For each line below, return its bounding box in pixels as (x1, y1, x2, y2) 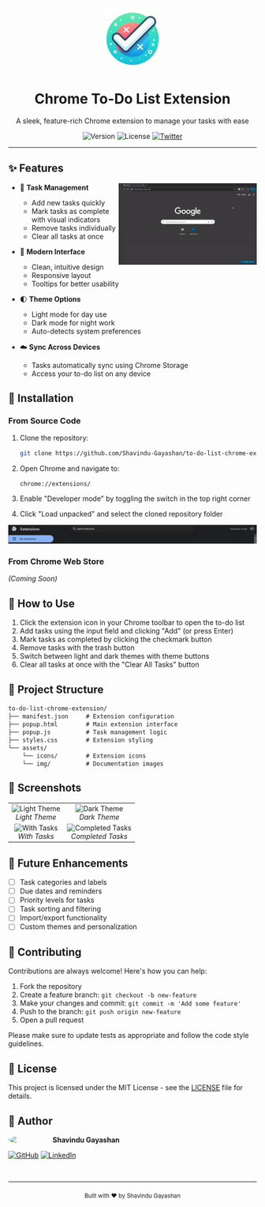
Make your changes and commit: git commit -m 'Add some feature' (19, 998, 242, 1008)
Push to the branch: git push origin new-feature (19, 1007, 181, 1017)
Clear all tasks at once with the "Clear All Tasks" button (19, 660, 200, 669)
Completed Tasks (70, 831, 128, 840)
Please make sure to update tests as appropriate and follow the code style (8, 1031, 250, 1040)
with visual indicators (31, 215, 101, 224)
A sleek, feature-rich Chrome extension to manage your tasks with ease (15, 116, 250, 126)
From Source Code (8, 415, 81, 427)
